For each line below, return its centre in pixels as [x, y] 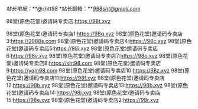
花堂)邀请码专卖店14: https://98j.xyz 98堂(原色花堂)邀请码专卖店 [83, 93]
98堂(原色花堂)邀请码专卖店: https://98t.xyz [59, 21]
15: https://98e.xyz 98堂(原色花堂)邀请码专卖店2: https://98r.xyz [82, 100]
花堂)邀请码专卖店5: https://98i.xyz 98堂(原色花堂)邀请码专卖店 [82, 48]
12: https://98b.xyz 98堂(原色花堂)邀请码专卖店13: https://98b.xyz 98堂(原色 [97, 85]
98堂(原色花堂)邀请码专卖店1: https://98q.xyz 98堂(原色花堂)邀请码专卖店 [95, 34]
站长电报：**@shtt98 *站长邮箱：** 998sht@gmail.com [73, 9]
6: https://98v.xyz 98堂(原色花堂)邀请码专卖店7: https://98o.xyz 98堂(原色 [95, 56]
